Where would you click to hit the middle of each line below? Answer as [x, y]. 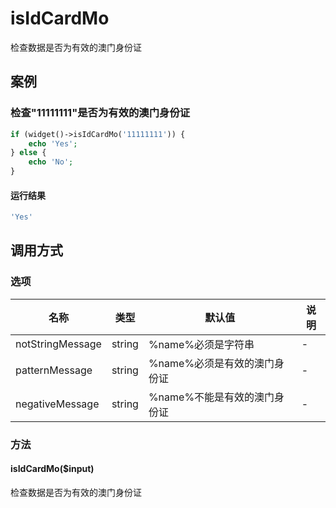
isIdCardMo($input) [52, 469]
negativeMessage [57, 404]
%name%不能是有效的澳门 [211, 397]
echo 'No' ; [51, 162]
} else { [28, 153]
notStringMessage [58, 344]
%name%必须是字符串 [201, 344]
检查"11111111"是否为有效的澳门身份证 [100, 113]
